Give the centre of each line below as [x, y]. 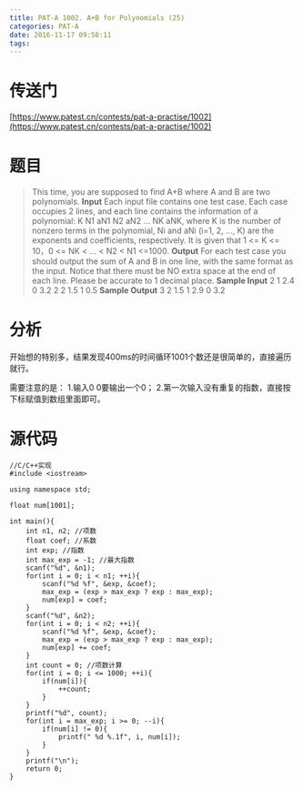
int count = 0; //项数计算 [74, 665]
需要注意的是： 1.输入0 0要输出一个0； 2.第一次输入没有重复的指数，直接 [146, 388]
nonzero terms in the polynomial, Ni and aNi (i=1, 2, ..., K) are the [153, 231]
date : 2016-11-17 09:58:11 [61, 35]
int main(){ [32, 522]
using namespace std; [50, 490]
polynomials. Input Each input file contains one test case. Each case [160, 202]
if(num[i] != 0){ [75, 729]
